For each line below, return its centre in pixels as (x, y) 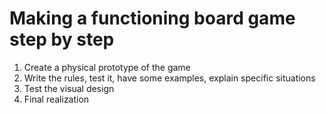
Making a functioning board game (152, 18)
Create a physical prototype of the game (107, 67)
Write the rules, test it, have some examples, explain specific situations (169, 78)
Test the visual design (69, 88)
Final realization (56, 99)
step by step (62, 39)
